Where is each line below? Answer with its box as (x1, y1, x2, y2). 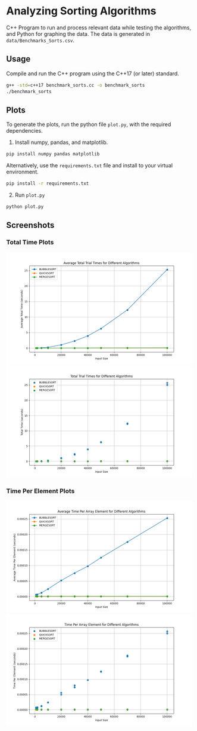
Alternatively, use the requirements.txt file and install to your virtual (6, 162, 173, 169)
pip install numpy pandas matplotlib (6, 151, 100, 157)
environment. (6, 169, 39, 176)
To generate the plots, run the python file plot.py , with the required (6, 121, 171, 128)
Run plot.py (14, 191, 45, 198)
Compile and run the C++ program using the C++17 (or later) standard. (6, 70, 180, 77)
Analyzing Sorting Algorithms (6, 4, 157, 18)
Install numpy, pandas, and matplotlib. (14, 139, 108, 146)
